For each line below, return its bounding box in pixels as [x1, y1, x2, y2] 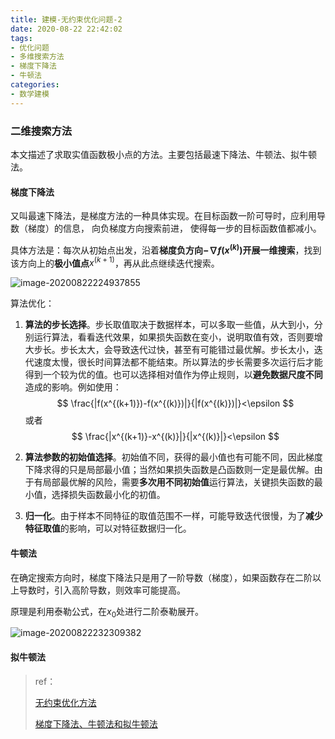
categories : [10, 80, 60, 90]
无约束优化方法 [34, 696, 97, 708]
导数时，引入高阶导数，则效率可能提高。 [18, 584, 186, 596]
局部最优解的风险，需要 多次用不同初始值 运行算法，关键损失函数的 [42, 476, 315, 488]
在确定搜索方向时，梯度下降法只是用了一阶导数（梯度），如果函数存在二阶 [10, 571, 313, 583]
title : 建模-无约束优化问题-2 [10, 14, 123, 25]
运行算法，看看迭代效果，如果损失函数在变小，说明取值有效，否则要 [33, 331, 315, 343]
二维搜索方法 [10, 124, 73, 138]
